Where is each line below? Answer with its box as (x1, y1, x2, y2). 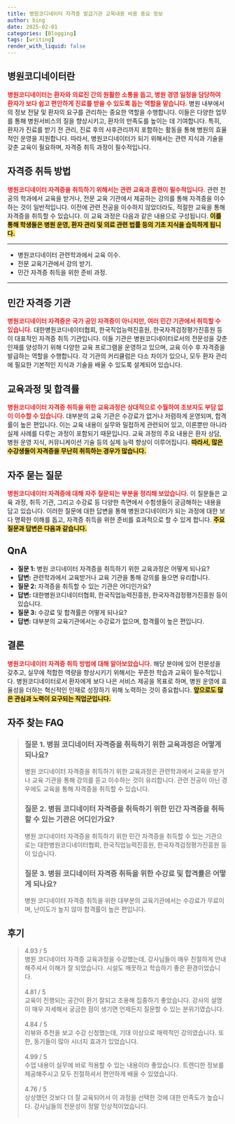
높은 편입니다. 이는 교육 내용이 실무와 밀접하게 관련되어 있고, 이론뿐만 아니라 (20, 421, 227, 429)
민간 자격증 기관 (7, 297, 71, 309)
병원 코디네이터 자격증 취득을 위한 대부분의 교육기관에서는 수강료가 (24, 896, 206, 904)
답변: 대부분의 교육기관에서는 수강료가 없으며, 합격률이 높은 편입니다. (17, 617, 205, 625)
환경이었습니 (186, 964, 221, 972)
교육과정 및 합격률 (7, 383, 80, 395)
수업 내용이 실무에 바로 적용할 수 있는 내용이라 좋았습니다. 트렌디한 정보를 (24, 1060, 225, 1069)
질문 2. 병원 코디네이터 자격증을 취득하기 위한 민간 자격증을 (24, 804, 210, 814)
